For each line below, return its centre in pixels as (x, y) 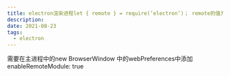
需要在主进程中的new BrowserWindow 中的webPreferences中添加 (100, 59)
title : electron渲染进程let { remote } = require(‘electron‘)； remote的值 (114, 13)
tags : (15, 32)
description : (26, 20)
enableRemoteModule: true (46, 66)
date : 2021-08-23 (32, 26)
